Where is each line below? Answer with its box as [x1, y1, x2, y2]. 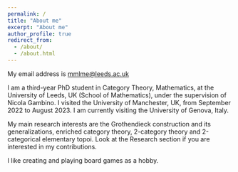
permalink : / [7, 10, 46, 18]
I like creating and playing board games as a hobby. [7, 156, 159, 164]
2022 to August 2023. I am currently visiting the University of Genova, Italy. [7, 106, 229, 114]
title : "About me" [7, 17, 62, 24]
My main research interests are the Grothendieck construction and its [7, 119, 212, 128]
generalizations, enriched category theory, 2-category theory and [7, 127, 201, 136]
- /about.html [14, 50, 56, 58]
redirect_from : [7, 37, 53, 44]
